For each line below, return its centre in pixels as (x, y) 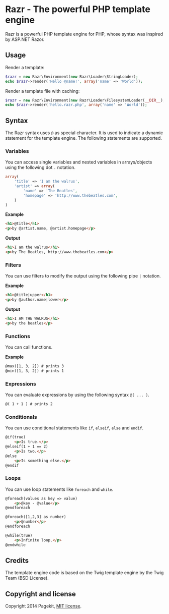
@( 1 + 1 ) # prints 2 (29, 404)
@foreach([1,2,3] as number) (36, 517)
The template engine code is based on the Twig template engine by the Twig (84, 573)
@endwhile (16, 545)
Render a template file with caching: (43, 91)
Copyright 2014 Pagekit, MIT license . (44, 606)
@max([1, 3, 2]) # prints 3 (35, 366)
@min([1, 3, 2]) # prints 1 (35, 371)
